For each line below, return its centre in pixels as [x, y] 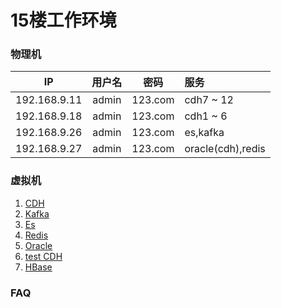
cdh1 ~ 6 [206, 116]
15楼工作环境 [63, 20]
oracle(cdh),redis [225, 149]
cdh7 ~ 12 [209, 100]
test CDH [43, 256]
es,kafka [204, 133]
